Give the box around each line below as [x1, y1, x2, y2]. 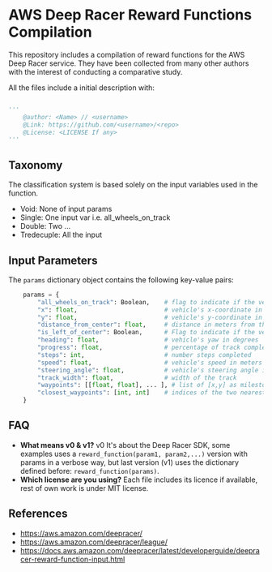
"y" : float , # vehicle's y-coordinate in [37, 313, 263, 321]
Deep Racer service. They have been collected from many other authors [8, 58, 249, 68]
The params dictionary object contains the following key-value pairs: [8, 274, 235, 285]
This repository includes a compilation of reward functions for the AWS [8, 49, 245, 59]
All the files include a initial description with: [8, 83, 155, 92]
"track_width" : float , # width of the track [37, 373, 237, 382]
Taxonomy [8, 158, 63, 172]
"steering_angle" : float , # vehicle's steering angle [37, 366, 259, 374]
